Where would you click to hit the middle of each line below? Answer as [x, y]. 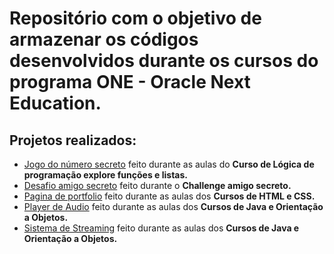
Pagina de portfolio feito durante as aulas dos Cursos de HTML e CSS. [169, 196]
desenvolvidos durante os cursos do [164, 61]
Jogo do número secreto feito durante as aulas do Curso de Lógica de [169, 164]
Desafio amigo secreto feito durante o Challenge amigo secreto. [157, 185]
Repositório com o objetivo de [135, 18]
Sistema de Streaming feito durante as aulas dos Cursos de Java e [161, 228]
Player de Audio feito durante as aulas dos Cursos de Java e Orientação [173, 206]
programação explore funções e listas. [106, 175]
